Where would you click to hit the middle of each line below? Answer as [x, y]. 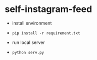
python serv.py [28, 52]
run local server [28, 42]
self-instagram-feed [48, 9]
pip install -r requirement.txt [46, 33]
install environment [32, 23]
